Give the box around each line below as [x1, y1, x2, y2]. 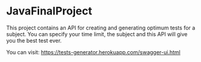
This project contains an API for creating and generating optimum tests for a [6, 24, 196, 31]
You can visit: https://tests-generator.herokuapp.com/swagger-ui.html [6, 48, 181, 55]
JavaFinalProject [6, 4, 92, 18]
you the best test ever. [6, 37, 62, 44]
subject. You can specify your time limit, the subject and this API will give [6, 30, 188, 37]
